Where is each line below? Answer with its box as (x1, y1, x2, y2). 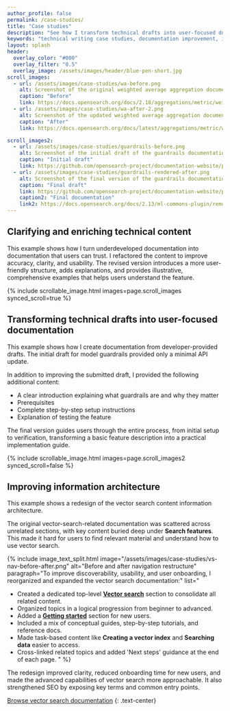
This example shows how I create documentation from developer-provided (7, 342, 218, 351)
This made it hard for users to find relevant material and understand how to (7, 534, 219, 542)
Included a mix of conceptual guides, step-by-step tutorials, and (16, 619, 199, 627)
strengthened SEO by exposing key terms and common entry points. (7, 683, 200, 692)
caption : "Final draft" (19, 182, 88, 188)
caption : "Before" (19, 93, 72, 100)
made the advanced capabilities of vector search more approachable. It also (7, 676, 222, 684)
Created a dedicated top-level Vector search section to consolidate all (16, 590, 216, 598)
